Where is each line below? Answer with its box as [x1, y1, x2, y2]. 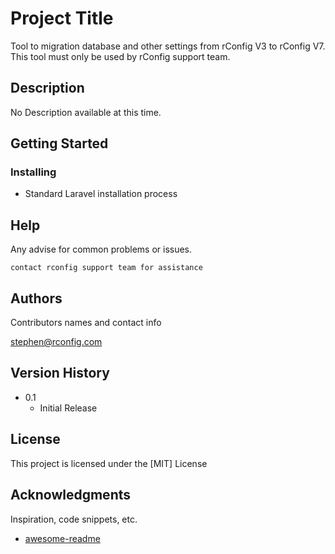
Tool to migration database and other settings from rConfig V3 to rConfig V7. [10, 40, 326, 52]
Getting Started [10, 135, 109, 152]
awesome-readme [24, 532, 101, 544]
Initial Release [39, 402, 98, 414]
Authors [10, 290, 63, 307]
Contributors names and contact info [10, 317, 162, 329]
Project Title [10, 7, 114, 30]
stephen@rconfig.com [10, 336, 103, 348]
